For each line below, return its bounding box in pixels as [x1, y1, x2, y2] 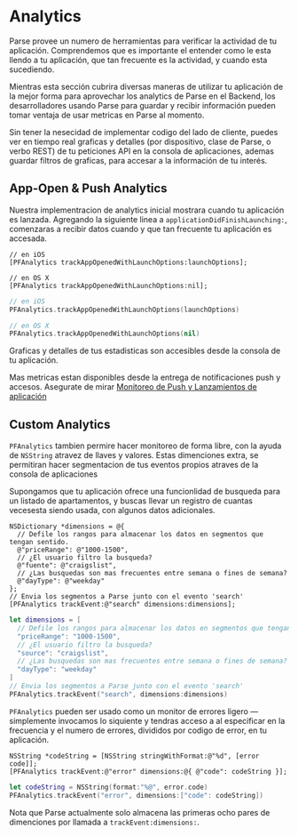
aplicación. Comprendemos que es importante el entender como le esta [9, 44, 272, 55]
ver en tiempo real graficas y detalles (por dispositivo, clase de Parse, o [9, 136, 271, 147]
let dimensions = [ [9, 615, 82, 624]
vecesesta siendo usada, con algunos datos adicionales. [9, 505, 216, 516]
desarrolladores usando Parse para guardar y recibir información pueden [9, 100, 277, 110]
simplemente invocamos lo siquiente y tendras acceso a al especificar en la [9, 715, 286, 726]
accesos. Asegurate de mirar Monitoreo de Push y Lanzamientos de [9, 382, 257, 392]
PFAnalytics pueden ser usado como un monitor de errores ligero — [9, 705, 259, 717]
